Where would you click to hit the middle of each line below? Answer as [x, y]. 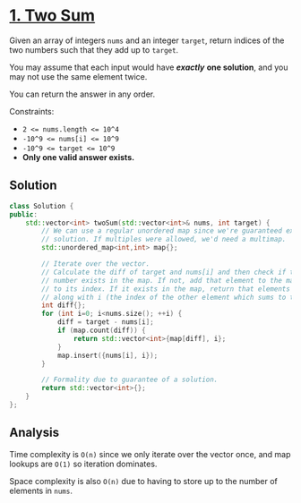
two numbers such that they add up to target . [94, 49]
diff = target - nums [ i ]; [105, 322]
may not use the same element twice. [78, 76]
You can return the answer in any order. [82, 94]
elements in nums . [41, 490]
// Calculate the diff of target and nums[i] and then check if [164, 272]
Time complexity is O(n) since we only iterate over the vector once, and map [150, 454]
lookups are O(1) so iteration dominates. [83, 464]
